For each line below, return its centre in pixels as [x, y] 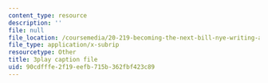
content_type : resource [48, 15]
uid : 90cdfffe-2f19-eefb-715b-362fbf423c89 [82, 67]
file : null [26, 30]
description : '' [35, 23]
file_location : [33, 38]
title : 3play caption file [53, 60]
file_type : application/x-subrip [64, 45]
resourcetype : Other [43, 52]
